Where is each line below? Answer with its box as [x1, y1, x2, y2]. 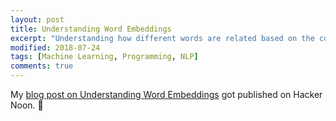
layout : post [10, 14, 65, 25]
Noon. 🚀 [10, 99, 44, 111]
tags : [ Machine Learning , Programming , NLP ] [10, 52, 199, 62]
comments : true [10, 61, 74, 71]
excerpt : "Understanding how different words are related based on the [10, 33, 315, 43]
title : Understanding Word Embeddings [10, 24, 172, 34]
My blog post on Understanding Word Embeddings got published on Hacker [10, 89, 323, 100]
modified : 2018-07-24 [10, 42, 101, 53]
